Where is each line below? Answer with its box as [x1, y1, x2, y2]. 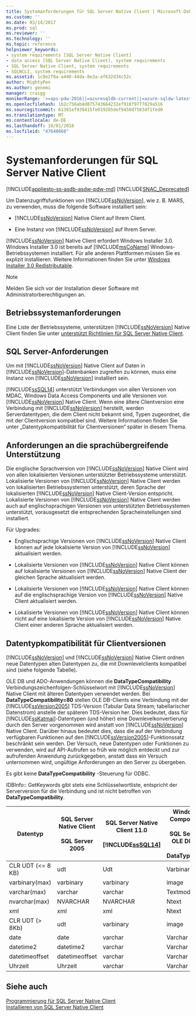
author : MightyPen [6, 80, 51, 86]
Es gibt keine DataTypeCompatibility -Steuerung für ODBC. [6, 770, 150, 777]
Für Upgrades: [6, 526, 41, 533]
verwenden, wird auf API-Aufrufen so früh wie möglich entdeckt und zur [6, 746, 180, 754]
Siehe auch [6, 982, 48, 992]
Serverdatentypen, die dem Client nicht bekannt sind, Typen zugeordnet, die [6, 411, 190, 418]
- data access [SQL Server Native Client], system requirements [6, 57, 166, 63]
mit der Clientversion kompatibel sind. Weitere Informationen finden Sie [6, 417, 178, 424]
